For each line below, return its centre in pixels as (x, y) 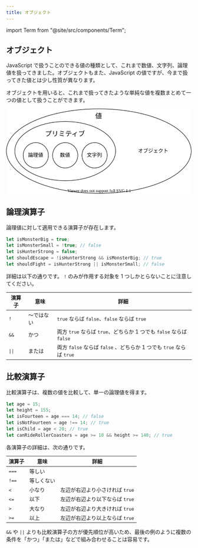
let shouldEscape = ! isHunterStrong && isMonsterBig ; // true (84, 258)
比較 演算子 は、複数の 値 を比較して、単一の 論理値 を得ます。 (78, 392)
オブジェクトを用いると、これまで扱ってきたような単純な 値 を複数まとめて (96, 93)
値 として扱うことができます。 (52, 100)
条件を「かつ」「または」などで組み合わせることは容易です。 (80, 539)
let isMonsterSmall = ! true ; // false (54, 245)
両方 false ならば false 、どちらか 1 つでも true (115, 347)
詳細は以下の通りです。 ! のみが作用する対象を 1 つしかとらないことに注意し (99, 276)
